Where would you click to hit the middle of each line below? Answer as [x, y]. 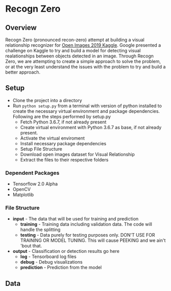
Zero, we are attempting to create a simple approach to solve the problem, [83, 61]
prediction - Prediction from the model [61, 268]
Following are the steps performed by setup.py [62, 116]
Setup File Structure [41, 149]
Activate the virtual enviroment [52, 138]
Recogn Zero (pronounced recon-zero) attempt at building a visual [75, 40]
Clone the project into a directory [47, 100]
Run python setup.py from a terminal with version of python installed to [87, 106]
